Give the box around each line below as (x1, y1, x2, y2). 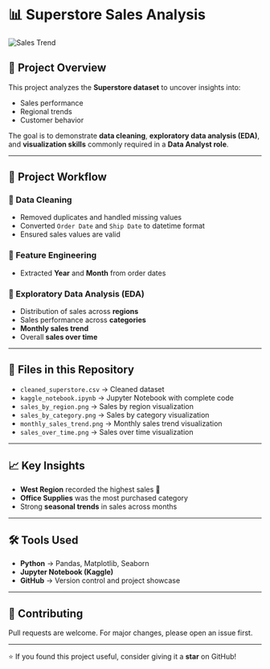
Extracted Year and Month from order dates (19, 268, 166, 278)
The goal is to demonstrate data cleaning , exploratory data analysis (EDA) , (8, 130, 260, 140)
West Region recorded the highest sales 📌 (19, 484, 161, 494)
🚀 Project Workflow (8, 170, 107, 184)
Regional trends (19, 106, 72, 116)
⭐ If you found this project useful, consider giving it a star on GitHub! (8, 652, 237, 662)
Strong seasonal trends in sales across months (19, 502, 178, 511)
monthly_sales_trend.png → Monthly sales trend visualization (19, 419, 223, 428)
